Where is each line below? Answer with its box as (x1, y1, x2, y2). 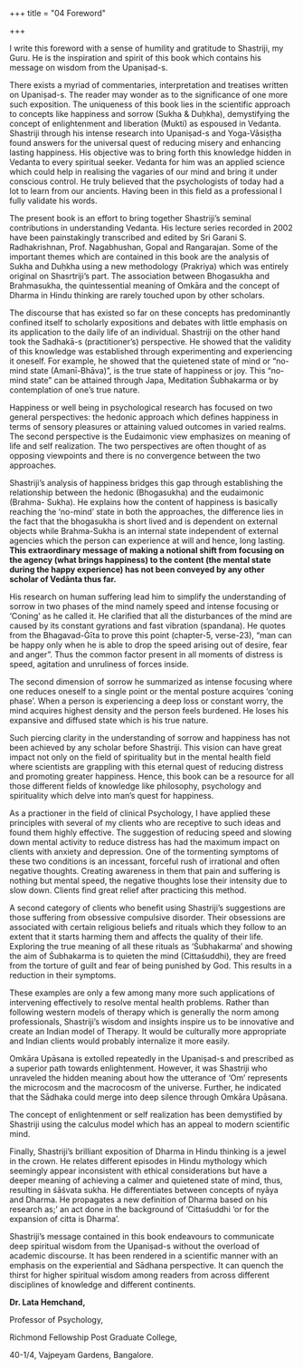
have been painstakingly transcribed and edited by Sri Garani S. (9, 232, 247, 243)
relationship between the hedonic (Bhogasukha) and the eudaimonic (9, 487, 264, 498)
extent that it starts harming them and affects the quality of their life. (9, 931, 264, 942)
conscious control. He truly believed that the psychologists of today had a (9, 176, 285, 187)
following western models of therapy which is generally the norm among (9, 1006, 279, 1017)
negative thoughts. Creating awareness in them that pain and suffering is (9, 866, 280, 876)
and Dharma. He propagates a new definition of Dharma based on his (9, 1194, 269, 1205)
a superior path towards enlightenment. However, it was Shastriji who (9, 1063, 269, 1073)
